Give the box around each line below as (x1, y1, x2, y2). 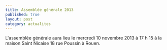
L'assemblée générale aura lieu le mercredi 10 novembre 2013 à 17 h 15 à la (5, 35, 162, 41)
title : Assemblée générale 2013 (5, 7, 74, 12)
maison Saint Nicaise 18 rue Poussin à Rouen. (5, 40, 101, 46)
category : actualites (5, 21, 51, 26)
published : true (5, 12, 40, 17)
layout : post (5, 16, 33, 21)
